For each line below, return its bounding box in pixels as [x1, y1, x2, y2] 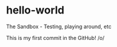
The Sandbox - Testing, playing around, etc [6, 23, 112, 30]
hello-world [6, 4, 65, 17]
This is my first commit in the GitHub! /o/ [6, 34, 105, 41]
